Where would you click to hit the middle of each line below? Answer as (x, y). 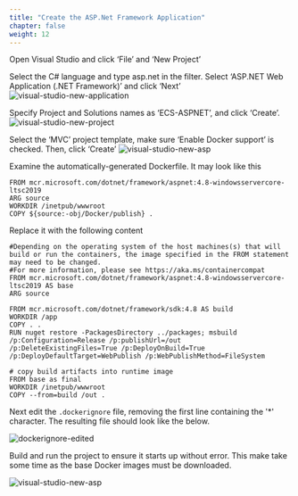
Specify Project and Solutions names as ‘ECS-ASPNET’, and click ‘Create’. (145, 113)
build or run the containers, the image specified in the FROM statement (149, 255)
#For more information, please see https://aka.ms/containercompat (137, 270)
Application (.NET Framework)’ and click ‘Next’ (95, 87)
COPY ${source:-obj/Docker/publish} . (81, 214)
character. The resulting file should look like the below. (109, 421)
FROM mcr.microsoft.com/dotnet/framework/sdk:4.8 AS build (121, 310)
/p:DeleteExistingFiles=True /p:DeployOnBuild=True (107, 349)
